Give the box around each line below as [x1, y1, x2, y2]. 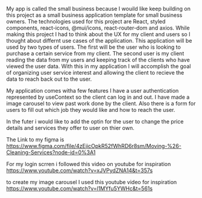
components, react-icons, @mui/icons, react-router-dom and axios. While [6, 24, 190, 31]
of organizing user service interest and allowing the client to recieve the [6, 69, 185, 76]
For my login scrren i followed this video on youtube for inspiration [6, 161, 171, 167]
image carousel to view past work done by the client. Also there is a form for [6, 100, 196, 107]
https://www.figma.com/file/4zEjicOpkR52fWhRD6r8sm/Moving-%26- [6, 143, 182, 149]
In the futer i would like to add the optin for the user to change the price [6, 118, 184, 125]
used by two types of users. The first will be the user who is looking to [6, 43, 181, 51]
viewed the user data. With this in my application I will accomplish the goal [6, 63, 191, 70]
